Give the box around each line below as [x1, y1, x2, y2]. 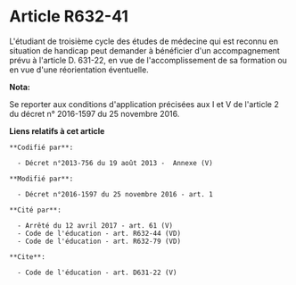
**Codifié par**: [9, 143, 74, 152]
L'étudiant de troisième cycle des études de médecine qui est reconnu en [9, 36, 279, 46]
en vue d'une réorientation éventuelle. [9, 64, 149, 75]
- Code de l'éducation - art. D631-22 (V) [17, 268, 177, 277]
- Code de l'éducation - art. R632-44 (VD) [17, 229, 181, 238]
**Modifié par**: [9, 174, 74, 183]
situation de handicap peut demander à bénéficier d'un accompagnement [9, 45, 281, 55]
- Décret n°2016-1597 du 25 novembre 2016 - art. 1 [17, 189, 214, 198]
